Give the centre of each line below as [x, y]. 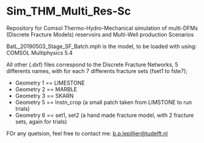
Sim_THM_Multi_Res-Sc [69, 11]
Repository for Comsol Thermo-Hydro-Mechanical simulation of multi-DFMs [102, 28]
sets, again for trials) [41, 121]
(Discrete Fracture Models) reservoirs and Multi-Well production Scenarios [100, 34]
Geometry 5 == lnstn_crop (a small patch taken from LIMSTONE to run [104, 102]
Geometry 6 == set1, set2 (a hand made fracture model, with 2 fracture [104, 115]
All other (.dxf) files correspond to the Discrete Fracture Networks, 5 [92, 65]
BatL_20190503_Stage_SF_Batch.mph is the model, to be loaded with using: [102, 46]
